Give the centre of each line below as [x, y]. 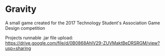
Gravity [21, 9]
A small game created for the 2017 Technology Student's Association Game [83, 23]
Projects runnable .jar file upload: [39, 38]
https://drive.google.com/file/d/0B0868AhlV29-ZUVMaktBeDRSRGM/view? [83, 43]
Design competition [25, 28]
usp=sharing [18, 48]
